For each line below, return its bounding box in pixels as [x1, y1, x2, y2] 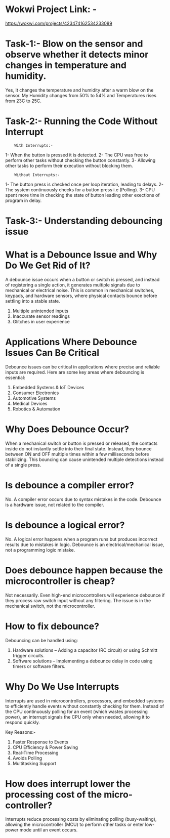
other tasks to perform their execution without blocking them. [5, 162, 133, 169]
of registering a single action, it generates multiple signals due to [5, 282, 141, 288]
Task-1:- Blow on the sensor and [5, 38, 143, 50]
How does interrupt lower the [5, 778, 131, 789]
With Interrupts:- [14, 143, 53, 148]
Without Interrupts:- [14, 172, 60, 178]
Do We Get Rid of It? [5, 260, 91, 271]
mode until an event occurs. [19, 827, 78, 833]
